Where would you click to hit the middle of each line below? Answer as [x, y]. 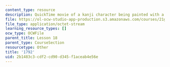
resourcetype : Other [27, 47]
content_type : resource [30, 10]
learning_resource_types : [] [36, 29]
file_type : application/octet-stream [45, 24]
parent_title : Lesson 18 [31, 38]
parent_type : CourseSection [35, 43]
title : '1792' [20, 52]
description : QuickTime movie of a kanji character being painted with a [85, 15]
